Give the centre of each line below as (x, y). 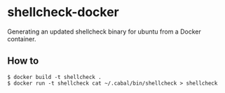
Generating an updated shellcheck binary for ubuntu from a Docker (104, 31)
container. (22, 38)
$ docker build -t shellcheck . (54, 77)
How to (23, 61)
